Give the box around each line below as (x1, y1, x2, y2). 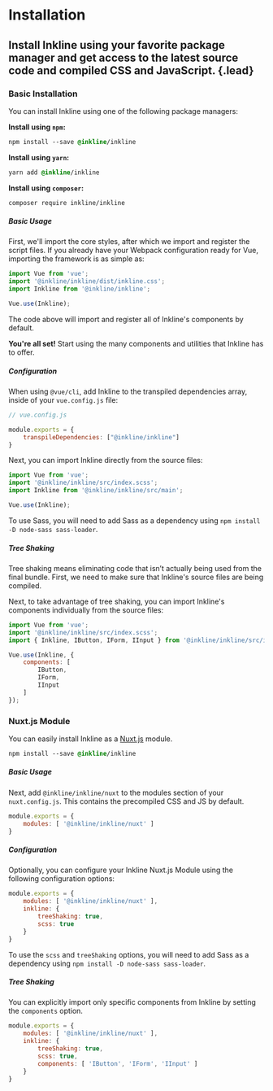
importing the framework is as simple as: (8, 254, 145, 264)
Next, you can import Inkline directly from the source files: (8, 456, 203, 465)
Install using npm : (8, 122, 67, 132)
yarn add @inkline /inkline (8, 168, 100, 177)
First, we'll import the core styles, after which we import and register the (8, 237, 250, 247)
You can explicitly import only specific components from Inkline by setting (8, 997, 256, 1007)
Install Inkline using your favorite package (8, 38, 226, 52)
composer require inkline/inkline (8, 199, 126, 207)
